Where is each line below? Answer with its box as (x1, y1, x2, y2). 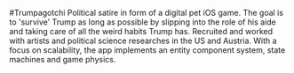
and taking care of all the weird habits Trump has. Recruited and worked (9, 26, 274, 36)
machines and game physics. (9, 55, 116, 64)
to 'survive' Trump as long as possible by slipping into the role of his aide (9, 17, 277, 27)
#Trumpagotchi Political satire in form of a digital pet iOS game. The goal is (9, 8, 284, 18)
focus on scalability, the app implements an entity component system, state (9, 45, 286, 55)
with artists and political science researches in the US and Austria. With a (9, 35, 277, 46)
